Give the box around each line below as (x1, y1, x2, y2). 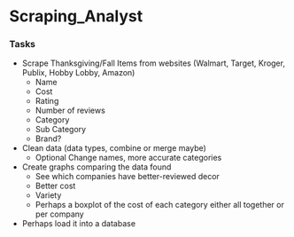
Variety (35, 190, 62, 201)
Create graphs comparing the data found (21, 162, 172, 172)
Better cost (35, 180, 76, 192)
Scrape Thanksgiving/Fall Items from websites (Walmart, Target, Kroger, (21, 58, 286, 68)
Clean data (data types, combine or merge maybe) (21, 143, 206, 154)
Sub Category (35, 124, 87, 135)
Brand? (35, 133, 62, 144)
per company (35, 209, 84, 219)
